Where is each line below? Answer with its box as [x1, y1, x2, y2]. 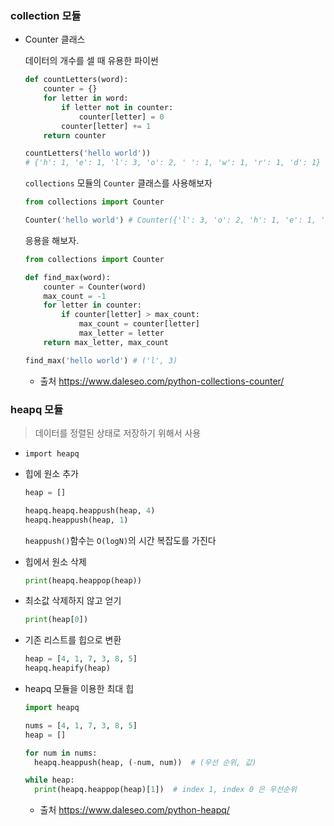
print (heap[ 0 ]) [24, 615, 89, 625]
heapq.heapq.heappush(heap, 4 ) [24, 505, 156, 516]
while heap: [24, 775, 75, 786]
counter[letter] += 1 [61, 121, 152, 131]
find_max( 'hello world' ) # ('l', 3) [24, 355, 178, 366]
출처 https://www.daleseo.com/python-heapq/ [39, 804, 230, 816]
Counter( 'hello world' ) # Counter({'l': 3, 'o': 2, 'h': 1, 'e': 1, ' [24, 215, 326, 226]
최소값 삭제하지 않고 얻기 [24, 595, 122, 607]
